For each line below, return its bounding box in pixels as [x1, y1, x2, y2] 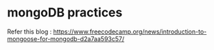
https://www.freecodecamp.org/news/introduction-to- [53, 27, 207, 36]
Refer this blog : [7, 27, 52, 36]
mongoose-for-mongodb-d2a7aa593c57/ [7, 34, 125, 42]
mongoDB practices [7, 5, 123, 21]
